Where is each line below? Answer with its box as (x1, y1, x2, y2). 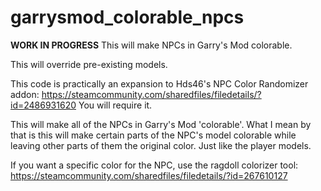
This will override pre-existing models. (10, 58, 168, 70)
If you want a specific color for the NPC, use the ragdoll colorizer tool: (10, 159, 299, 171)
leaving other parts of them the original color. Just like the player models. (10, 139, 312, 151)
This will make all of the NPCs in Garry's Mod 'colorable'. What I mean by (10, 118, 312, 130)
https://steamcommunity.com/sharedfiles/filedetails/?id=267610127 (10, 169, 288, 181)
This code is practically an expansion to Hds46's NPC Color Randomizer (10, 77, 309, 90)
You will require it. (78, 99, 153, 111)
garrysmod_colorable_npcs (10, 6, 245, 29)
